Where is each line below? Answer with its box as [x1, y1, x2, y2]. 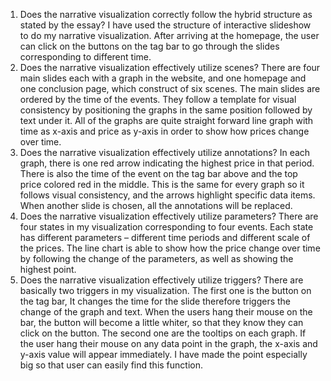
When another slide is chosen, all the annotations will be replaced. [19, 200, 293, 211]
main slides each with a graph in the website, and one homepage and [19, 72, 307, 84]
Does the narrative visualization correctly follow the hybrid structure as [19, 9, 313, 20]
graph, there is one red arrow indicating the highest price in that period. [19, 157, 315, 169]
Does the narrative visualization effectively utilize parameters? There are [19, 210, 319, 222]
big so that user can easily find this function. [19, 359, 204, 371]
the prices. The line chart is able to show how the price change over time [19, 242, 321, 254]
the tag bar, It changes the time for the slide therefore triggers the [19, 295, 292, 307]
